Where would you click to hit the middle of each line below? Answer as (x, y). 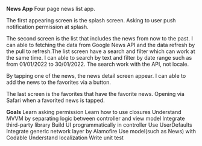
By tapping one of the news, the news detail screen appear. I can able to (96, 76)
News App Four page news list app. (51, 9)
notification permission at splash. (47, 27)
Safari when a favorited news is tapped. (55, 100)
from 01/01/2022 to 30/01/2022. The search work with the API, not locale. (98, 64)
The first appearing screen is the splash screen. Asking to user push (91, 20)
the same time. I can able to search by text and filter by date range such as (99, 58)
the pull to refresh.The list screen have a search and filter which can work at (101, 51)
